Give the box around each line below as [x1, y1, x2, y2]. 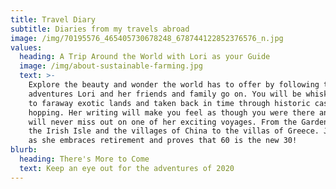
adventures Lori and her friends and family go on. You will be [28, 89, 302, 99]
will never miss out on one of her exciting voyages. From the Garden [28, 117, 329, 127]
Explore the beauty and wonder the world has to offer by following [28, 80, 320, 90]
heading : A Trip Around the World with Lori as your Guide [19, 52, 271, 62]
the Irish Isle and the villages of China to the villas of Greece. [28, 126, 320, 136]
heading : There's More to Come [19, 154, 150, 164]
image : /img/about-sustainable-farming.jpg [19, 61, 203, 71]
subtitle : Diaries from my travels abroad [10, 24, 190, 34]
